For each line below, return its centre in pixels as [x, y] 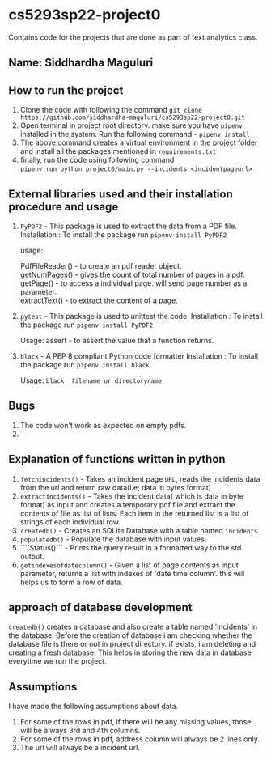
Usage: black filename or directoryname [91, 380]
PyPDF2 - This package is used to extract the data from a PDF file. [128, 226]
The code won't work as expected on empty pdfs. [103, 425]
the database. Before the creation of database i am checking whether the [130, 635]
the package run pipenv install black [85, 364]
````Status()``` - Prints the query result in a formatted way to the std [131, 547]
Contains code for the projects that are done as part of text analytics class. [133, 37]
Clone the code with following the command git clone [111, 110]
